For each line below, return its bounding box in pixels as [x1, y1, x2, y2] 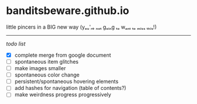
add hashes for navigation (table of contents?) [14, 85, 127, 92]
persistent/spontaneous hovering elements [14, 78, 119, 85]
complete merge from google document [14, 51, 111, 58]
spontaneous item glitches [14, 58, 79, 65]
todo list [6, 40, 26, 47]
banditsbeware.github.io [6, 4, 130, 18]
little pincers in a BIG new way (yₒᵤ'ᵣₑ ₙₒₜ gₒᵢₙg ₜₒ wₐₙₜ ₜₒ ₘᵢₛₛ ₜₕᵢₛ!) [6, 23, 157, 30]
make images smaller [14, 65, 66, 72]
